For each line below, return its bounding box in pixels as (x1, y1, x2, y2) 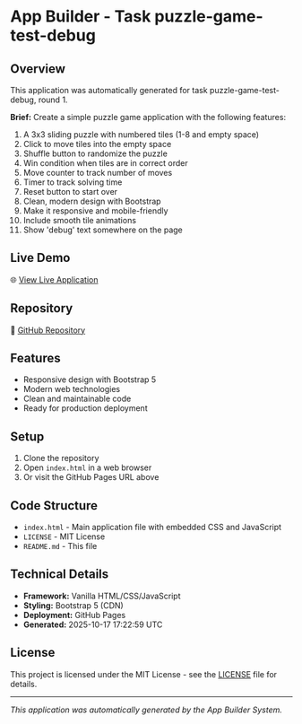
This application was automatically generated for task (10, 85, 209, 95)
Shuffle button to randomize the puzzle (22, 148, 168, 159)
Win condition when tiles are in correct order (22, 158, 188, 168)
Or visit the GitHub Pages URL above (22, 472, 160, 483)
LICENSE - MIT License (22, 531, 106, 542)
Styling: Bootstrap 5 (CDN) (22, 599, 124, 611)
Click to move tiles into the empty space (22, 139, 172, 149)
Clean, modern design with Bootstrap (22, 196, 161, 206)
